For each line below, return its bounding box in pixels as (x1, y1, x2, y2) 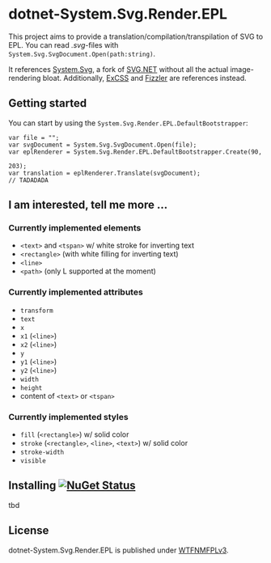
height (19, 383, 43, 392)
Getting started (8, 96, 87, 110)
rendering (8, 73, 41, 83)
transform (19, 307, 54, 315)
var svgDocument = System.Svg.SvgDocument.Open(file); (8, 141, 197, 149)
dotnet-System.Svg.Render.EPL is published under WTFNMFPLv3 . (8, 545, 229, 555)
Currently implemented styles (8, 411, 129, 422)
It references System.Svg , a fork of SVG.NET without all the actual (8, 64, 229, 74)
